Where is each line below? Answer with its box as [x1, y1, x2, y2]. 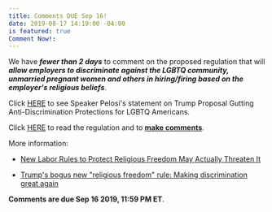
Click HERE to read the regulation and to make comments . [8, 123, 205, 132]
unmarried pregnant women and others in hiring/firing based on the [8, 74, 244, 84]
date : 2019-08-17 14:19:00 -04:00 [8, 19, 126, 28]
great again [20, 179, 59, 188]
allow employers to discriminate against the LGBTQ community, [8, 66, 230, 76]
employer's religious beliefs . [8, 83, 107, 93]
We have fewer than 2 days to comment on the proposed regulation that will [8, 57, 265, 67]
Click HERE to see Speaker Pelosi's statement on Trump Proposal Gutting [8, 98, 254, 108]
